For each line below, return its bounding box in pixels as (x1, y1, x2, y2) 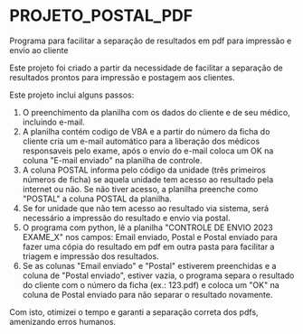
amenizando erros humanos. (9, 316, 116, 327)
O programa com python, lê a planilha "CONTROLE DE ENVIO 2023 (22, 222, 273, 233)
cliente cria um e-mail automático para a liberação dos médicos (22, 135, 260, 146)
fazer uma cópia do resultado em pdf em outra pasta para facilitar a (22, 241, 275, 252)
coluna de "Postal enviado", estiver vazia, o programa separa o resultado (22, 270, 295, 281)
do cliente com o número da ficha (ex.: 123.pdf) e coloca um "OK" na (22, 279, 280, 290)
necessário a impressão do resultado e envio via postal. (22, 212, 231, 223)
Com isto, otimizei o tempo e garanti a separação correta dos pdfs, (9, 306, 260, 317)
